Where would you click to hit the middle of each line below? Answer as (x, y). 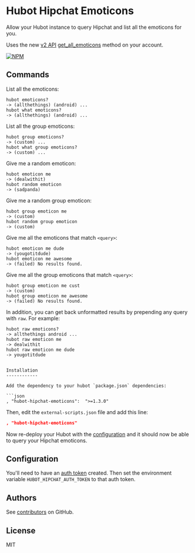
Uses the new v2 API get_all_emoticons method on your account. (85, 45)
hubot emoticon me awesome (39, 259)
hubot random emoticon (34, 184)
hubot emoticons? (27, 100)
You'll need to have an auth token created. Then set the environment (89, 473)
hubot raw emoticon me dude (41, 350)
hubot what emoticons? (34, 110)
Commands (28, 75)
